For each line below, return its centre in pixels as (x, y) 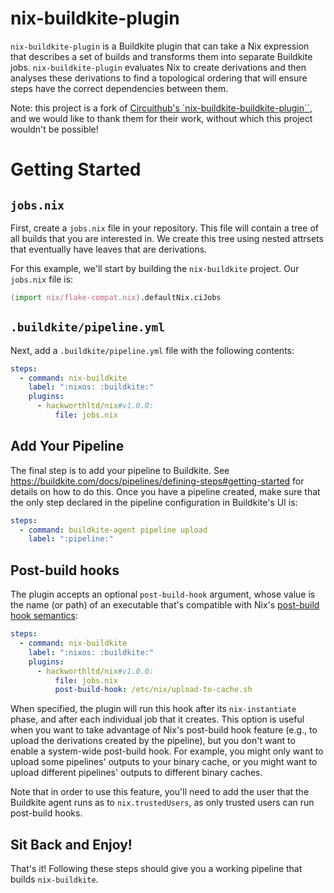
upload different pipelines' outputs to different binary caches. (136, 773)
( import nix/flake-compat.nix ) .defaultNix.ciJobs (116, 297)
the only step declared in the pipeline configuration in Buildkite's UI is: (154, 502)
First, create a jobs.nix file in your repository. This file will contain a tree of (164, 228)
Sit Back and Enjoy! (71, 844)
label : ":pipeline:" (71, 539)
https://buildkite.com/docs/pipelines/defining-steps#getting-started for (157, 481)
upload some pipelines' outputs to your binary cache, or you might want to (164, 762)
